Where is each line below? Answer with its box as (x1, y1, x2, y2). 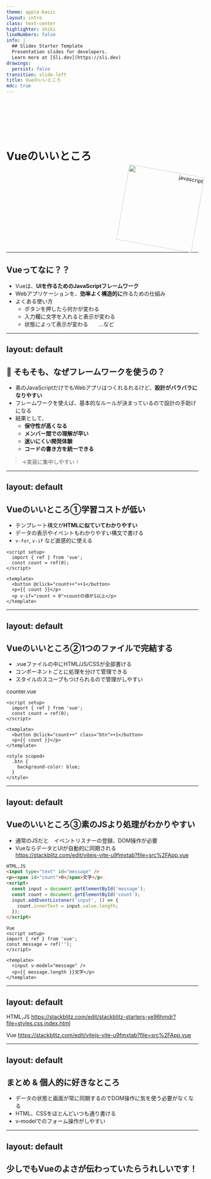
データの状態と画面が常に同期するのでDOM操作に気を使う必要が (15, 1095, 178, 1102)
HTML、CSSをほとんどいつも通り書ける (15, 1110, 116, 1117)
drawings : (6, 60, 32, 66)
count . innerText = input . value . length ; (17, 903, 119, 909)
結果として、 (15, 414, 48, 422)
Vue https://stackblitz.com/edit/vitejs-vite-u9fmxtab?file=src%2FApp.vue (6, 1032, 191, 1039)
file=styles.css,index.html (6, 1019, 71, 1027)
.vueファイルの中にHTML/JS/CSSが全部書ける (15, 660, 132, 668)
